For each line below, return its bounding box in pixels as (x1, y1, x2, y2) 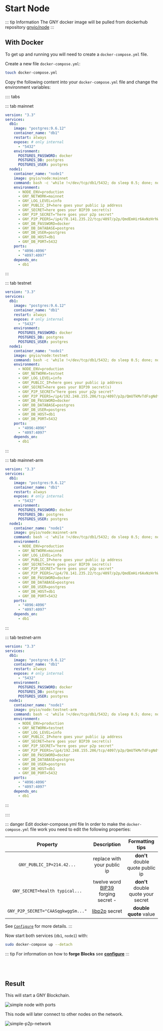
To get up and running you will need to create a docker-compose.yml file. (5, 51, 148, 57)
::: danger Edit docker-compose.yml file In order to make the (5, 821, 126, 827)
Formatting (128, 838, 154, 844)
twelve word (93, 878, 121, 885)
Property (36, 841, 58, 848)
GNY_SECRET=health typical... (12, 888, 82, 894)
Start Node (5, 3, 50, 14)
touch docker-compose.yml (5, 70, 57, 75)
